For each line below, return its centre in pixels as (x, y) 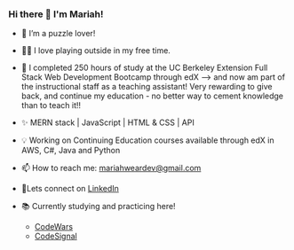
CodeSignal (56, 236)
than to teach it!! (51, 105)
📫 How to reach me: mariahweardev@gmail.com (111, 168)
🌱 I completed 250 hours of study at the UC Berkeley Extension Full (144, 68)
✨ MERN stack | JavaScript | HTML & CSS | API (107, 122)
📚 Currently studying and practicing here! (98, 207)
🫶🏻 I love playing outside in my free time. (95, 51)
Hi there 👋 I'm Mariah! (56, 14)
